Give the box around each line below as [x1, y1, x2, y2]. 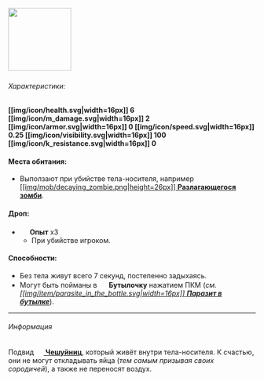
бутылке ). [19, 296, 55, 306]
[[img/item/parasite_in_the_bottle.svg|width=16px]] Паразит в [19, 288, 222, 298]
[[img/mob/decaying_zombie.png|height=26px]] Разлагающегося [19, 183, 236, 192]
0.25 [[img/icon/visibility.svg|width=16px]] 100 [8, 130, 167, 140]
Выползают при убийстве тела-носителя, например [19, 174, 195, 183]
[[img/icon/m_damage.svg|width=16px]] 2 [8, 114, 150, 123]
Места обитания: [8, 157, 68, 166]
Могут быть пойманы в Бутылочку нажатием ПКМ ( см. [19, 280, 218, 289]
